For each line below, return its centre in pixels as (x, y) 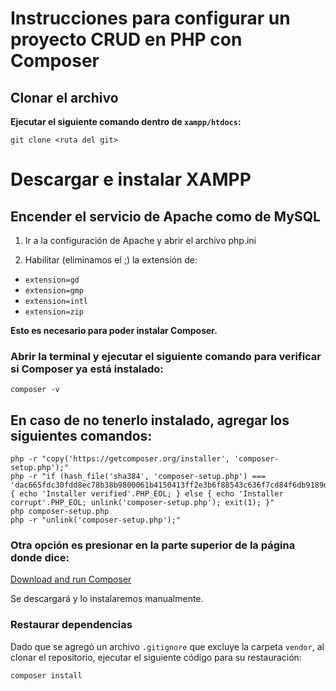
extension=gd (52, 280)
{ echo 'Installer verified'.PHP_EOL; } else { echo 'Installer (147, 494)
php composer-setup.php (60, 512)
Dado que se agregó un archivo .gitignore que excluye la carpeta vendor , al (167, 646)
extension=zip (54, 312)
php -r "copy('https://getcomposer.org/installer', (120, 459)
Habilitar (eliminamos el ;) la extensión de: (111, 260)
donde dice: (40, 558)
